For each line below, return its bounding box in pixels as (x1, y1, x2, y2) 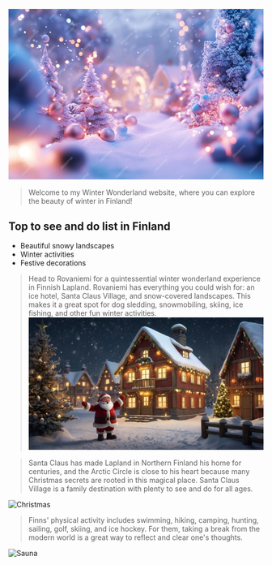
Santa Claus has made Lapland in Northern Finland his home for (28, 458, 242, 468)
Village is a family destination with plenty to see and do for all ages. (28, 484, 253, 494)
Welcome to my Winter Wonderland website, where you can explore (28, 188, 255, 197)
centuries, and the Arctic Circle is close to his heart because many (28, 466, 250, 476)
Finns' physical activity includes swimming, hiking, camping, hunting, (28, 515, 259, 524)
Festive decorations (19, 258, 87, 268)
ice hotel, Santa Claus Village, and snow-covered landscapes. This (28, 291, 251, 301)
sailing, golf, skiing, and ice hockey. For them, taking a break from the (28, 524, 261, 533)
